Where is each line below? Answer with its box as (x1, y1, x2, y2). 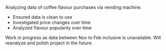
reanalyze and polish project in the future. (5, 40, 93, 46)
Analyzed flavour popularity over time (12, 25, 92, 31)
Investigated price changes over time (12, 20, 91, 25)
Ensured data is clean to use (12, 14, 72, 20)
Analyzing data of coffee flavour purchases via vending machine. (5, 5, 142, 10)
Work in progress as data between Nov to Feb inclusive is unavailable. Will (5, 35, 161, 40)
